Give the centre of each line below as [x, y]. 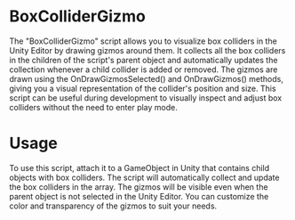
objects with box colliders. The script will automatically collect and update [144, 177]
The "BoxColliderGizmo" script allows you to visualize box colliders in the [143, 41]
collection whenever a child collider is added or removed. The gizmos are [144, 69]
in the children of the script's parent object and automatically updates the [144, 60]
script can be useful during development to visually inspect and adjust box [146, 98]
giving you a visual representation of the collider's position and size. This [143, 88]
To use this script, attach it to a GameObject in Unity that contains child [140, 167]
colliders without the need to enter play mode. [93, 107]
